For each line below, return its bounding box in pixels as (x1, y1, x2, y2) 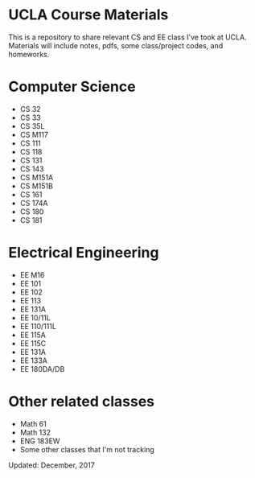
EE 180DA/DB (19, 364, 65, 373)
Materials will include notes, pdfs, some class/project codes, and (8, 40, 224, 50)
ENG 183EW (19, 436, 60, 446)
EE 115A (19, 330, 46, 340)
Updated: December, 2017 (8, 460, 95, 470)
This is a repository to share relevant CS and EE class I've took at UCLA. (8, 32, 247, 42)
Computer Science (8, 78, 136, 96)
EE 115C (19, 338, 47, 348)
